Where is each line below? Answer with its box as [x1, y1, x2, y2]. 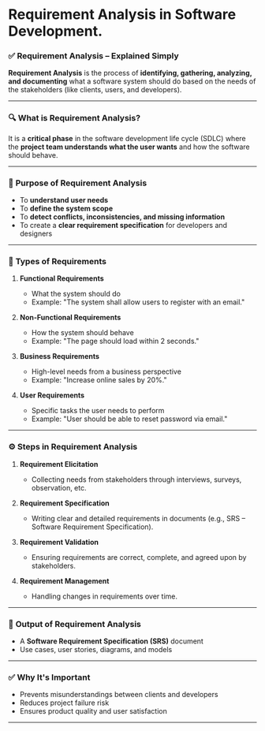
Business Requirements [19, 352, 100, 361]
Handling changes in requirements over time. [31, 591, 177, 601]
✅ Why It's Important [8, 672, 91, 683]
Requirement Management [19, 576, 110, 585]
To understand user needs [19, 196, 109, 205]
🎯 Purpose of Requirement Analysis [8, 177, 147, 188]
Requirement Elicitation [19, 459, 99, 468]
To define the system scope [19, 203, 113, 214]
